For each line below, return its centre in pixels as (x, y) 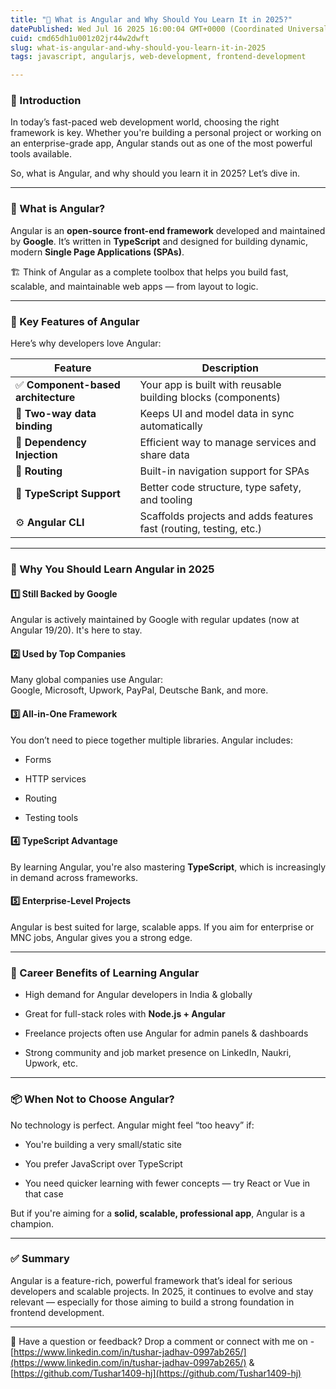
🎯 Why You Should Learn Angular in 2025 (112, 569)
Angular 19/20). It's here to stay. (76, 630)
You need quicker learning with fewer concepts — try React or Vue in (167, 1183)
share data (164, 455)
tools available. (41, 154)
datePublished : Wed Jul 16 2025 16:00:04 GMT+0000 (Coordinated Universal (169, 29)
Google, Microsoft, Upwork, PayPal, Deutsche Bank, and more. (139, 690)
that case (44, 1193)
